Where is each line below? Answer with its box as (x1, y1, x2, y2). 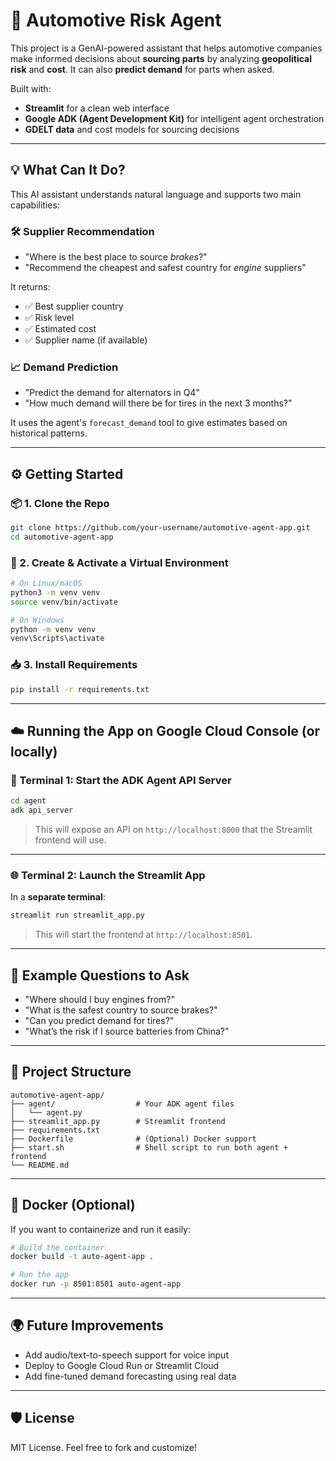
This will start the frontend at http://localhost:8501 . (34, 929, 253, 941)
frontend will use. (34, 834, 107, 846)
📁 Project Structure (10, 1064, 132, 1081)
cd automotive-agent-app (10, 532, 114, 542)
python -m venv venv (10, 624, 97, 634)
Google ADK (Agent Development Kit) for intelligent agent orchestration (24, 112, 325, 124)
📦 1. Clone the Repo (10, 496, 110, 510)
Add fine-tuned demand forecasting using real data (24, 1370, 237, 1382)
